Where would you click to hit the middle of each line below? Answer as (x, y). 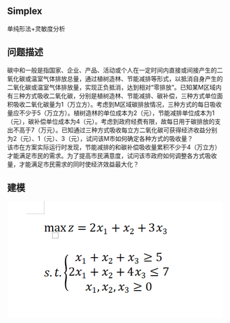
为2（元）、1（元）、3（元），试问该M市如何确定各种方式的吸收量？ (100, 138)
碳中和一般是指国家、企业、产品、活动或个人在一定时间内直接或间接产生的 (112, 70)
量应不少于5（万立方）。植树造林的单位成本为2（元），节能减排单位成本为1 (111, 113)
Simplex (25, 11)
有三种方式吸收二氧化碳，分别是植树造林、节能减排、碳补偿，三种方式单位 (112, 96)
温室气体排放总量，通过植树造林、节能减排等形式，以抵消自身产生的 (127, 79)
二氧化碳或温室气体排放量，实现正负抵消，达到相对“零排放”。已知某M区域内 (114, 87)
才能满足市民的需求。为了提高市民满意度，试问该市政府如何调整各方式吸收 (112, 155)
